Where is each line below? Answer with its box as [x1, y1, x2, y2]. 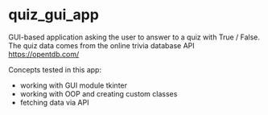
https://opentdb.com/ [8, 49, 80, 59]
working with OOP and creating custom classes [19, 88, 178, 98]
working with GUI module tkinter [19, 80, 127, 90]
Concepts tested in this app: [8, 64, 102, 74]
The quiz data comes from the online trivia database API [8, 40, 195, 50]
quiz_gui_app [8, 6, 99, 24]
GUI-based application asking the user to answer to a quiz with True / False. [8, 32, 260, 42]
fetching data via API [19, 97, 89, 107]
